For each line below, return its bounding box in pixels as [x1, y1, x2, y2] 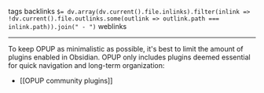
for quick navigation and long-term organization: [8, 61, 165, 70]
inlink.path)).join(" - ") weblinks [8, 22, 127, 30]
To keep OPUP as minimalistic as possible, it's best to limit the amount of [8, 45, 244, 53]
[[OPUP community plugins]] [19, 76, 113, 85]
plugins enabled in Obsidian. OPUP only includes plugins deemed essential [8, 52, 251, 62]
